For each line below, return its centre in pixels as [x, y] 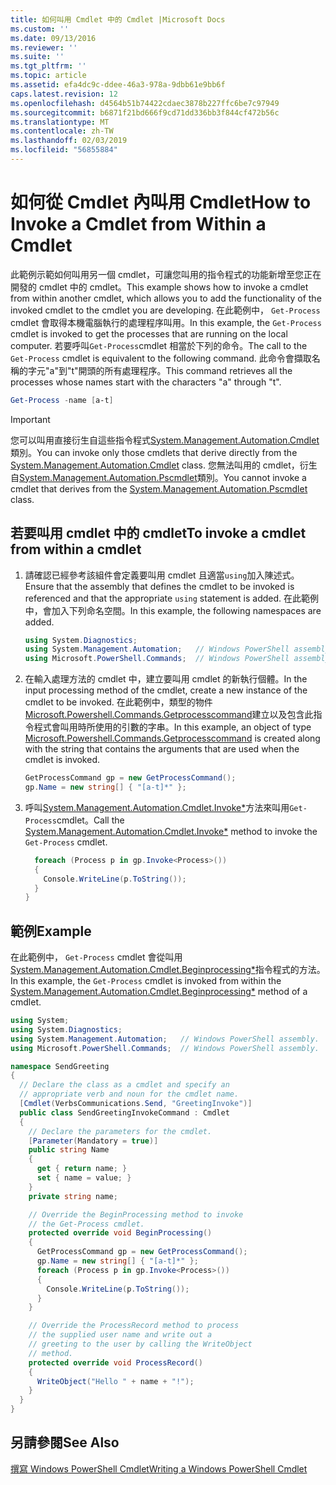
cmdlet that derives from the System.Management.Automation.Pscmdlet [159, 488]
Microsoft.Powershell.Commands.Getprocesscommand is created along [172, 738]
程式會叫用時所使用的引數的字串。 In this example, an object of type [172, 727]
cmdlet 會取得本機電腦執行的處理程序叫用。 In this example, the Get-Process [166, 322]
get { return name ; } [82, 1169]
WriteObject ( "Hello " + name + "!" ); [115, 1381]
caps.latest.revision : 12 [64, 94]
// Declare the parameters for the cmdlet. [120, 1131]
